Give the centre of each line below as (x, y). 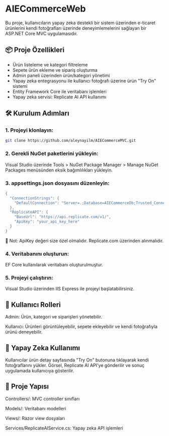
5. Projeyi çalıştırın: (29, 278)
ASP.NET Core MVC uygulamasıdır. (41, 33)
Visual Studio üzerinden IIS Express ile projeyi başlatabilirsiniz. (70, 289)
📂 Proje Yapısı (27, 387)
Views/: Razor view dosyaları (35, 418)
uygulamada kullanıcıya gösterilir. (40, 371)
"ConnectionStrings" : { (34, 198)
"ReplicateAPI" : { (29, 212)
